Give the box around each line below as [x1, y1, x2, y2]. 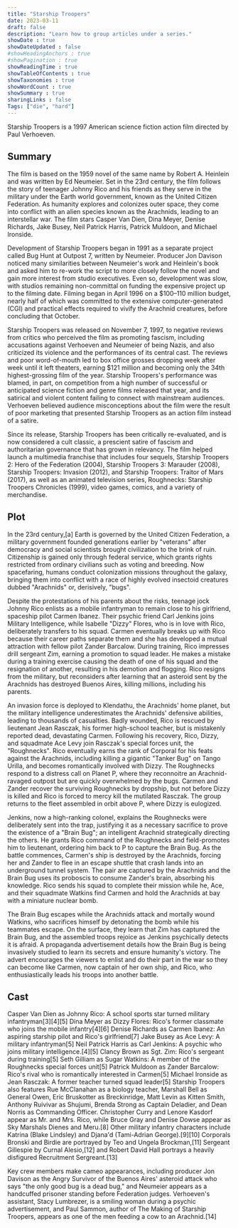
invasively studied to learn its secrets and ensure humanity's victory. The [7, 947, 222, 956]
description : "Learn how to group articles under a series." [7, 30, 193, 38]
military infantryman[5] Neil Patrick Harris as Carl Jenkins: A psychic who [7, 1040, 222, 1049]
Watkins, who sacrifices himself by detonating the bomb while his [7, 917, 200, 926]
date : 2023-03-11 [7, 17, 59, 24]
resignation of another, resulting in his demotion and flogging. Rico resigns [7, 664, 226, 673]
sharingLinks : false [7, 97, 72, 104]
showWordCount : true [7, 83, 72, 90]
